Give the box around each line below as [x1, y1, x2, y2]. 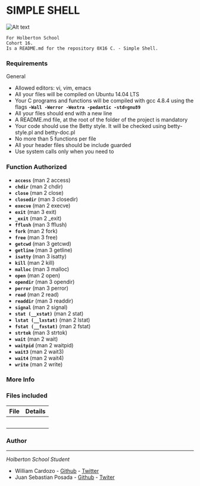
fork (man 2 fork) [14, 227, 58, 234]
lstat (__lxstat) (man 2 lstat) [14, 316, 90, 323]
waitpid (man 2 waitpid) [14, 341, 74, 349]
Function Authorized [6, 163, 67, 171]
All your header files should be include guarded [14, 142, 132, 149]
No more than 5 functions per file [14, 135, 96, 142]
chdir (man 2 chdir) [14, 183, 64, 190]
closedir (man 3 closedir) [14, 195, 79, 203]
